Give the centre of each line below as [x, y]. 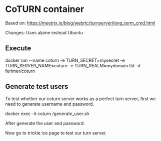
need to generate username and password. [49, 104]
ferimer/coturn [20, 71]
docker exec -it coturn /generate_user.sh [47, 114]
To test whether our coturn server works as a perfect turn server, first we [80, 99]
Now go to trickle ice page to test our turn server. [56, 133]
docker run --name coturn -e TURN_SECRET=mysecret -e [65, 60]
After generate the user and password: [45, 123]
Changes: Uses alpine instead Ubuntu [44, 32]
